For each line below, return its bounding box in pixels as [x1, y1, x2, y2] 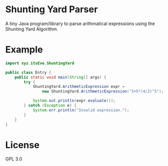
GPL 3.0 [5, 156, 23, 162]
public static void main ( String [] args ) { [14, 75, 107, 80]
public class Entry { [5, 70, 52, 75]
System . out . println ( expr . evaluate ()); [32, 98, 116, 103]
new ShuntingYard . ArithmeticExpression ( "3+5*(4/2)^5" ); [41, 89, 164, 94]
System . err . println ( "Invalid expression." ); [32, 107, 130, 113]
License [5, 139, 40, 151]
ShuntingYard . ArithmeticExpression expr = [32, 84, 125, 89]
